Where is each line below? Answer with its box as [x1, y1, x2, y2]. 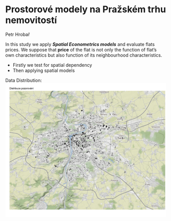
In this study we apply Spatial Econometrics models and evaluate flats [5, 41, 155, 47]
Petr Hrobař [5, 31, 30, 37]
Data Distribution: [5, 77, 42, 83]
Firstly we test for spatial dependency [12, 62, 92, 68]
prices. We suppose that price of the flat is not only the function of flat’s [5, 46, 157, 53]
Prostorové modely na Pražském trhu [5, 4, 166, 15]
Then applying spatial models [12, 67, 75, 73]
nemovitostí [5, 14, 57, 26]
